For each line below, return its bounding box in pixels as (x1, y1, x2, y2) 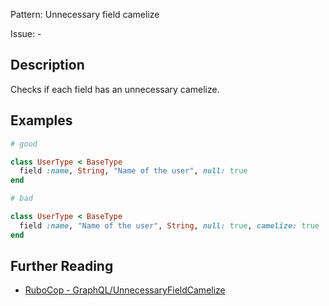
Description (10, 57, 85, 74)
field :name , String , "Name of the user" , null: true (19, 166, 248, 176)
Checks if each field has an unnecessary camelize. (10, 83, 220, 95)
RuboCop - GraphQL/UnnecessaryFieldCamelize (24, 284, 226, 296)
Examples (10, 112, 73, 129)
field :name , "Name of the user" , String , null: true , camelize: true (19, 220, 320, 231)
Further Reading (10, 258, 114, 275)
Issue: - (10, 28, 42, 39)
